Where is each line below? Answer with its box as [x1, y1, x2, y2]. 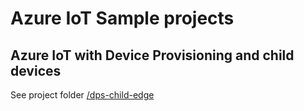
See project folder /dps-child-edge [10, 89, 155, 101]
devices [10, 62, 62, 79]
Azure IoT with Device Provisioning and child [10, 47, 295, 64]
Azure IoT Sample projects [10, 7, 235, 30]
